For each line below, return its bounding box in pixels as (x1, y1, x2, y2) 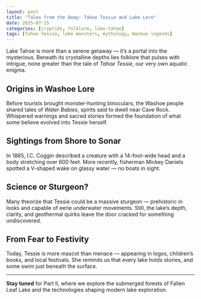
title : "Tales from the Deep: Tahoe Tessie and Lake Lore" (6, 14, 157, 20)
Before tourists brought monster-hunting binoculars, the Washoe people (6, 99, 184, 106)
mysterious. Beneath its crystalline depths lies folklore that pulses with (6, 54, 180, 61)
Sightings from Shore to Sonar (6, 136, 121, 147)
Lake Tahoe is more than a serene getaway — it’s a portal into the (6, 47, 167, 54)
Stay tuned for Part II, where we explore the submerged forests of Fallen (6, 280, 185, 287)
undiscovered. (6, 216, 42, 224)
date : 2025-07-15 (6, 20, 50, 26)
